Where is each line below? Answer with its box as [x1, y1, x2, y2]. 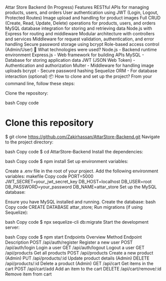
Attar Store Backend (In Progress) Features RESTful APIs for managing [5, 4, 149, 10]
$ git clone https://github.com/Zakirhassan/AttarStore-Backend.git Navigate [5, 134, 160, 140]
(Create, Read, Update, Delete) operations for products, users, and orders [5, 20, 156, 26]
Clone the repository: [5, 90, 49, 96]
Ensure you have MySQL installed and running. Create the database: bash [5, 199, 156, 205]
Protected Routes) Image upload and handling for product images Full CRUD [5, 15, 161, 20]
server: [5, 224, 20, 230]
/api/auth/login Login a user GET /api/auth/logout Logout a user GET [5, 244, 145, 251]
